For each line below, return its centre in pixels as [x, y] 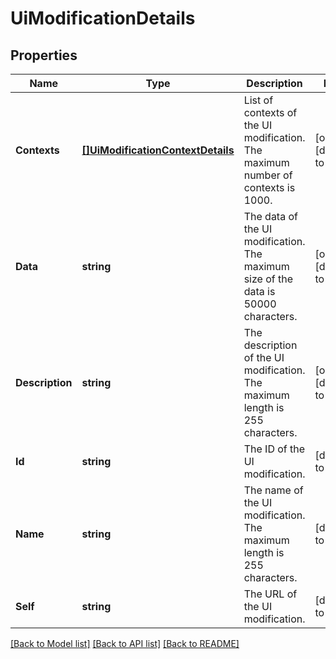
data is [259, 291]
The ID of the [274, 449]
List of [258, 100]
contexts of [270, 112]
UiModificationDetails [103, 18]
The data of [270, 216]
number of [268, 175]
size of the [268, 279]
